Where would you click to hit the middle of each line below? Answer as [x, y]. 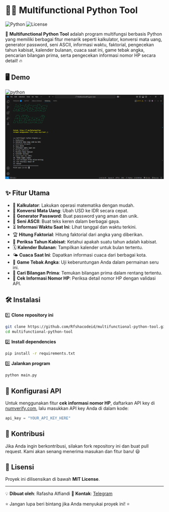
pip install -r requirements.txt [40, 354]
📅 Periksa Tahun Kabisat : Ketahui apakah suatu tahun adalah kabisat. [85, 241]
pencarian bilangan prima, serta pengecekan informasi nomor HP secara [80, 55]
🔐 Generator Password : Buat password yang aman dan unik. [75, 216]
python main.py [21, 375]
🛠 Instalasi [23, 300]
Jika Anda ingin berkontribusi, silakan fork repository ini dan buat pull [77, 446]
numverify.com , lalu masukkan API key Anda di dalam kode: [67, 408]
